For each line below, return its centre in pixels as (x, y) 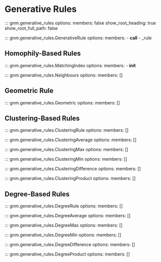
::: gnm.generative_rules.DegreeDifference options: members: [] (70, 245)
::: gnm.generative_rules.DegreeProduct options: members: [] (67, 254)
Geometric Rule (29, 91)
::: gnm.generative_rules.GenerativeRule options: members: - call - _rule (78, 38)
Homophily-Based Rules (43, 53)
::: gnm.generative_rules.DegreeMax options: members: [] (64, 225)
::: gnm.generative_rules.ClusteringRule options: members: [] (67, 130)
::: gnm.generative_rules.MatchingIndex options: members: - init (70, 65)
